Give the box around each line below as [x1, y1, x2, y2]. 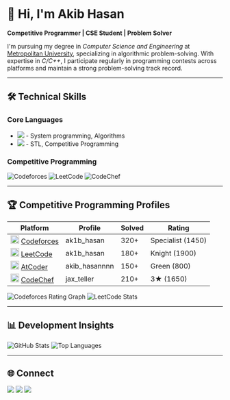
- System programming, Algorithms [25, 132, 125, 140]
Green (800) [150, 261, 191, 271]
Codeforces [21, 236, 60, 246]
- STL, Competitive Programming [25, 140, 119, 148]
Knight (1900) [150, 248, 196, 258]
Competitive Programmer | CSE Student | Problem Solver [7, 29, 172, 37]
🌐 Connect [7, 367, 54, 379]
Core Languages [7, 115, 64, 125]
